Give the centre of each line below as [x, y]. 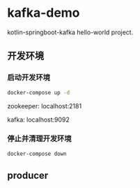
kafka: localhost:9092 [38, 120]
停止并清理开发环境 [39, 139]
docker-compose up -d [39, 92]
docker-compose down [37, 154]
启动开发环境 [29, 78]
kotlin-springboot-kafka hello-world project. [70, 32]
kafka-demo [44, 13]
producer [28, 176]
